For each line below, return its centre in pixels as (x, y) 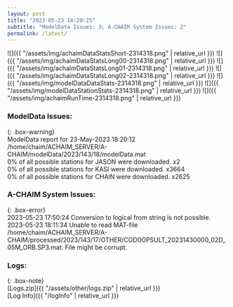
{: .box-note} (26, 281)
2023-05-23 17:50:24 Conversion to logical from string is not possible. (109, 217)
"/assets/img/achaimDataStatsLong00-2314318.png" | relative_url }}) (116, 61)
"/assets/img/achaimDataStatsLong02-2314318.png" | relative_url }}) (116, 76)
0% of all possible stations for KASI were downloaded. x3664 (96, 169)
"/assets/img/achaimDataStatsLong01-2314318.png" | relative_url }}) (115, 68)
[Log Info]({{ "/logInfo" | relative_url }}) (63, 296)
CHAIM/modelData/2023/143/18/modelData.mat (76, 154)
